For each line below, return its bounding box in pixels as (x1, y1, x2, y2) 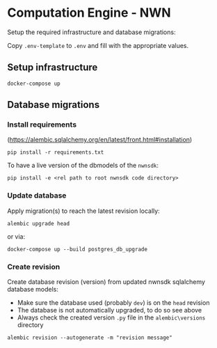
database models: (7, 285, 59, 294)
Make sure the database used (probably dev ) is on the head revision (17, 299, 210, 307)
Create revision (7, 262, 61, 271)
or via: (7, 232, 26, 241)
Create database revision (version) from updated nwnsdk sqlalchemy (7, 278, 205, 286)
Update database (7, 191, 67, 200)
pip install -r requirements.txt (7, 149, 104, 156)
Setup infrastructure (7, 61, 98, 74)
